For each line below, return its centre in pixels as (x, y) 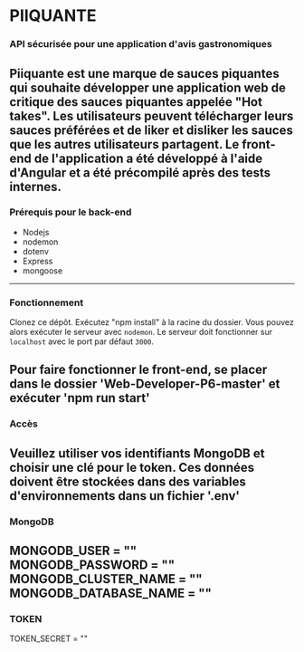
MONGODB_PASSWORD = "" (92, 566)
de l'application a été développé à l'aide (148, 158)
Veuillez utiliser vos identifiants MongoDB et (137, 453)
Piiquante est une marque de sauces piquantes (144, 73)
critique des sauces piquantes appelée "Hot (136, 102)
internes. (35, 187)
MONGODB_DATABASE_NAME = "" (111, 594)
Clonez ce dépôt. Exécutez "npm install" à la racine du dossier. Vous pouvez (152, 322)
